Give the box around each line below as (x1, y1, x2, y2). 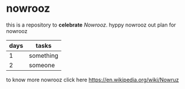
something (28, 51, 59, 60)
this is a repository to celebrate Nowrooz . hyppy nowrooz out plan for (6, 21, 176, 28)
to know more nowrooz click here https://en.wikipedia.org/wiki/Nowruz (6, 76, 179, 83)
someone (28, 61, 55, 69)
